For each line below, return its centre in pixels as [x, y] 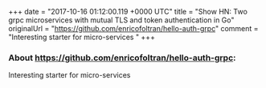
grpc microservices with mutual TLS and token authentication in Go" [121, 20]
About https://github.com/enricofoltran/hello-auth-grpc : [122, 58]
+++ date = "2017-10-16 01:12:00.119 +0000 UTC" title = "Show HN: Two [128, 12]
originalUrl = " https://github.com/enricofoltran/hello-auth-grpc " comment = [133, 28]
